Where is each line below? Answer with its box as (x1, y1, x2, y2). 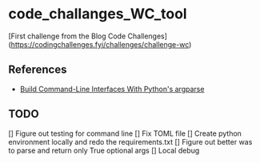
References (8, 63, 67, 77)
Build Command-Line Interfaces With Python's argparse (19, 84, 205, 93)
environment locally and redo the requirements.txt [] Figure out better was (8, 137, 253, 146)
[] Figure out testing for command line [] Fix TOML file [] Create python (8, 129, 242, 138)
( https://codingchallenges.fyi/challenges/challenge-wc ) (8, 39, 192, 49)
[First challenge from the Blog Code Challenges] (8, 31, 168, 41)
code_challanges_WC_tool (8, 5, 187, 23)
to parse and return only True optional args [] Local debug (8, 145, 200, 155)
